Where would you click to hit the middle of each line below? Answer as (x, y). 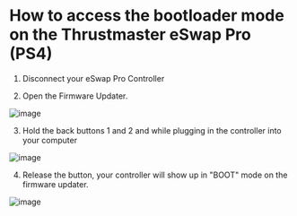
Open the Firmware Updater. (75, 96)
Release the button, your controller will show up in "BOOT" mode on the (155, 175)
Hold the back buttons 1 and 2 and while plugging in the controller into (152, 130)
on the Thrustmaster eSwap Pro (130, 35)
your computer (50, 140)
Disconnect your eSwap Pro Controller (93, 78)
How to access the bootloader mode (147, 16)
